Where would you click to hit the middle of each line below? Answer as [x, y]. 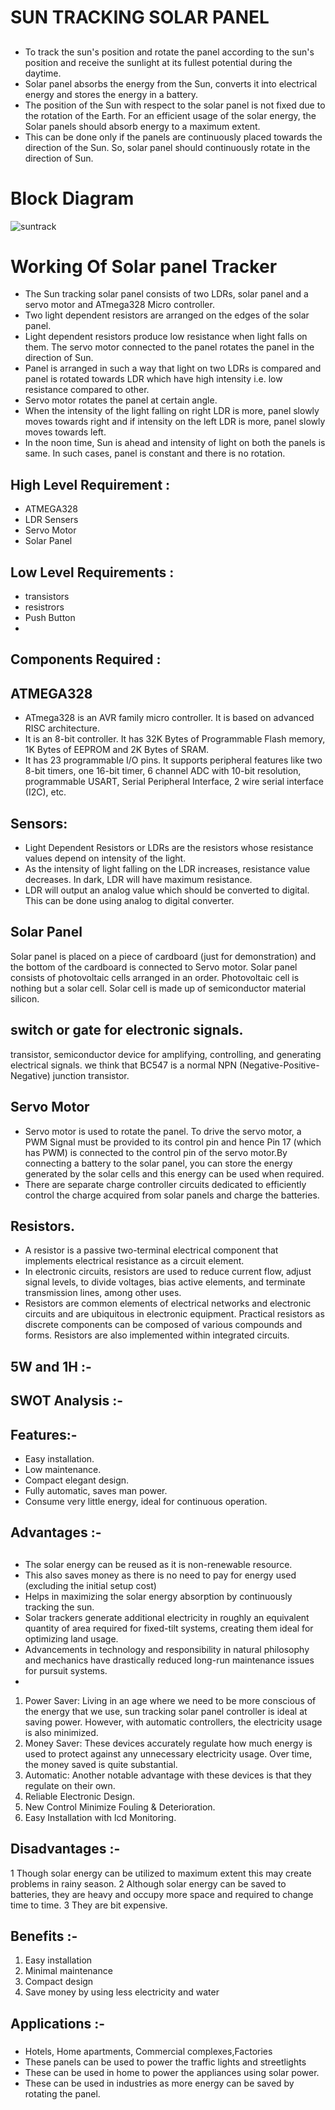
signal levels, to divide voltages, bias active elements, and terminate [165, 1282]
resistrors [44, 607]
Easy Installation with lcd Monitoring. [100, 1817]
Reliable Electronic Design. [79, 1796]
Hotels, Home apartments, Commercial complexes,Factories [148, 2051]
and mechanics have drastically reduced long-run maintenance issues [169, 1660]
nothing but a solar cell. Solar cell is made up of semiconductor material [158, 988]
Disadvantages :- [65, 1849]
